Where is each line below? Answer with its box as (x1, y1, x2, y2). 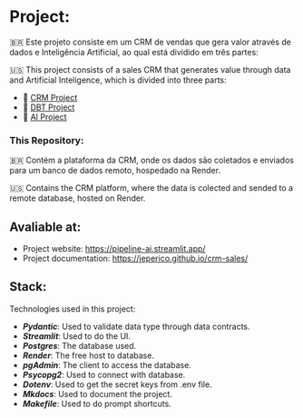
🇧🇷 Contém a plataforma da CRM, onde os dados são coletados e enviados (9, 154, 295, 165)
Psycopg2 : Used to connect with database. (22, 369, 186, 380)
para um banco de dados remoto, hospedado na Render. (9, 165, 220, 176)
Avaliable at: (9, 219, 82, 234)
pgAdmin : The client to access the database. (22, 359, 192, 370)
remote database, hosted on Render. (9, 193, 146, 204)
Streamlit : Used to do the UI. (22, 330, 132, 342)
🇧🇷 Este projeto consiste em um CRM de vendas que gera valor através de (9, 36, 292, 47)
